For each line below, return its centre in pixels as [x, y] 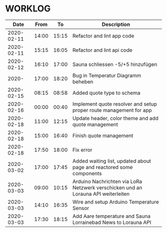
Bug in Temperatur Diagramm [107, 75]
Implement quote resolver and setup [115, 104]
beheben [83, 81]
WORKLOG [28, 9]
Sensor [81, 208]
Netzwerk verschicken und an [107, 187]
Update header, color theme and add [115, 118]
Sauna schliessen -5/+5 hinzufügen [115, 64]
